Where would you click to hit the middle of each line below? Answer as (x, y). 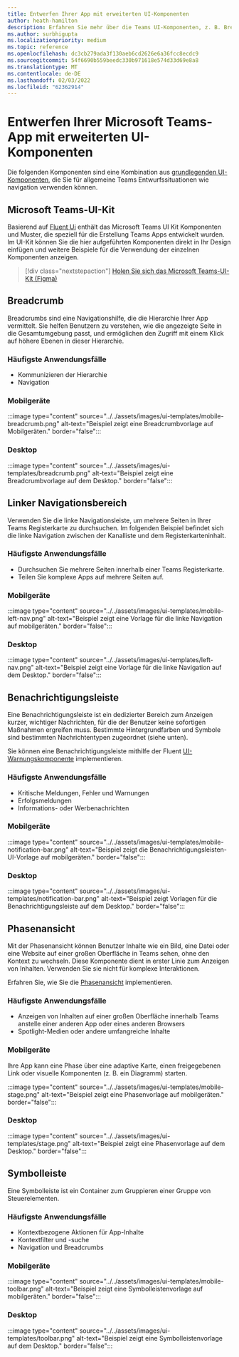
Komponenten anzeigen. (43, 257)
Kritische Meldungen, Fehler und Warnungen (83, 793)
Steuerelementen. (33, 1198)
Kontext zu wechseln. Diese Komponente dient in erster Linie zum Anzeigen (118, 961)
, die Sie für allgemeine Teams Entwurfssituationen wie (129, 180)
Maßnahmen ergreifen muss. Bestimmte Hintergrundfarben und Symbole (114, 730)
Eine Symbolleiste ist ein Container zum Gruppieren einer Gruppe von (109, 1190)
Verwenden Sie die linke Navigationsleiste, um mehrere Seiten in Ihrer (109, 520)
